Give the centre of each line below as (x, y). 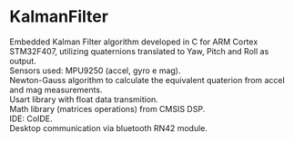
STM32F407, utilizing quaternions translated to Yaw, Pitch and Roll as (139, 51)
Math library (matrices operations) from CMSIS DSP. (107, 109)
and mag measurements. (56, 90)
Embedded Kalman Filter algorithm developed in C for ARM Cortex (134, 42)
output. (23, 61)
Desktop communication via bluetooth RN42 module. (108, 128)
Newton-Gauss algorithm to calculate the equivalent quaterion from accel (147, 80)
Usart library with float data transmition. (84, 99)
